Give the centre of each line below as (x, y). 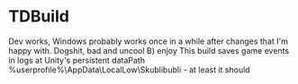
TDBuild (39, 17)
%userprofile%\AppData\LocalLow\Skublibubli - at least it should (129, 70)
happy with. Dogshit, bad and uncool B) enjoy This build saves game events (149, 50)
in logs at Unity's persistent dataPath (77, 60)
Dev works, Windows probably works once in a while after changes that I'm (149, 41)
